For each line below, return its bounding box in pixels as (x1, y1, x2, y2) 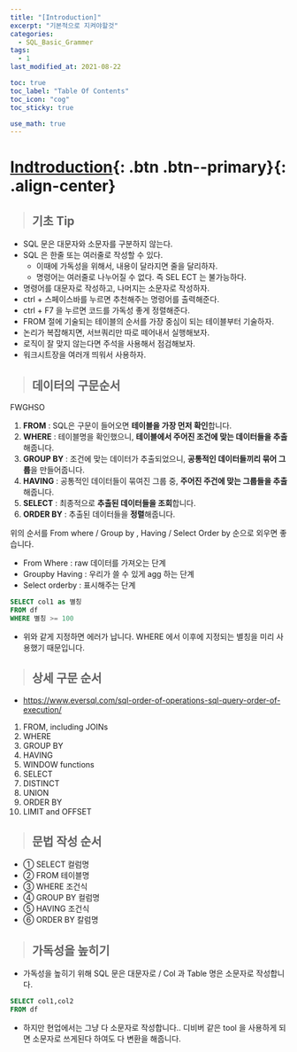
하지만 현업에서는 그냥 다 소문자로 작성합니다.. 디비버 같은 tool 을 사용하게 (22, 1022, 278, 1033)
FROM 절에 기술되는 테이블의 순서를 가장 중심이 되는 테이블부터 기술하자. (22, 316, 275, 327)
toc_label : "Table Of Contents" (10, 86, 129, 96)
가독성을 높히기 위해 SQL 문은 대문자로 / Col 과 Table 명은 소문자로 (22, 968, 255, 979)
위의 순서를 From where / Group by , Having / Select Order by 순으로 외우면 (10, 528, 278, 539)
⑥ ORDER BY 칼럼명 (22, 915, 99, 925)
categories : (10, 29, 54, 38)
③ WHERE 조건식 (22, 881, 88, 892)
